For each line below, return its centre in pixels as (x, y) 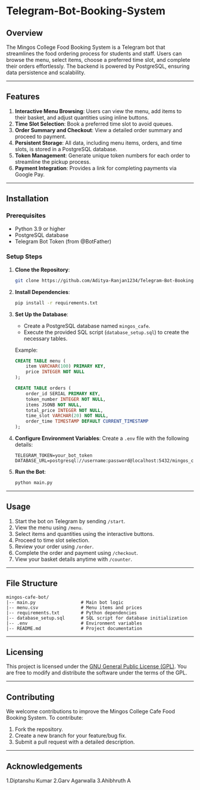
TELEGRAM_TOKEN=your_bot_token (54, 456)
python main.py (34, 483)
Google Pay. (29, 174)
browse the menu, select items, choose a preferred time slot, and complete (98, 60)
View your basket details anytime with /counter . (74, 559)
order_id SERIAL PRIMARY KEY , (63, 394)
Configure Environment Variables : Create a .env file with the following (102, 438)
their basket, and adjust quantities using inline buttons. (82, 117)
